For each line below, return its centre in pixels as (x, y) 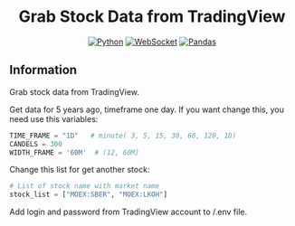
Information (43, 70)
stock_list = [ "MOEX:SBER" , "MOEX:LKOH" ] (89, 195)
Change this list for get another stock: (80, 170)
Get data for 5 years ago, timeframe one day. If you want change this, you (147, 109)
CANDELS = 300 (36, 144)
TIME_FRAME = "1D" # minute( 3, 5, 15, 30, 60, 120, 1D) (123, 136)
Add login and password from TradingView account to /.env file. (128, 212)
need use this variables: (54, 118)
